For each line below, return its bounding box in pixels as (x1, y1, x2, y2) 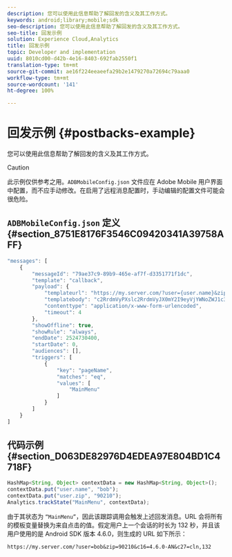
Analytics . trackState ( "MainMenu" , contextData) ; (7, 499, 150, 506)
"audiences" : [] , (32, 347, 81, 355)
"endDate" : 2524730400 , (32, 335, 100, 342)
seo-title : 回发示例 (7, 29, 62, 37)
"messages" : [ (7, 257, 48, 264)
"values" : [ (56, 380, 91, 387)
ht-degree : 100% (7, 87, 54, 94)
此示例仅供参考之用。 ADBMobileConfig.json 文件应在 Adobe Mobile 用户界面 (7, 178, 223, 186)
